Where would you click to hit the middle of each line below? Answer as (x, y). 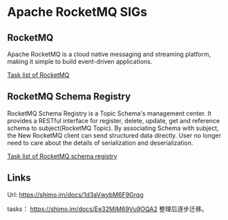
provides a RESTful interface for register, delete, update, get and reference (114, 120)
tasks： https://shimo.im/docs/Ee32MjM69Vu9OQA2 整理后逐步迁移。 (107, 209)
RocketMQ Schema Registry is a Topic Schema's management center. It (110, 113)
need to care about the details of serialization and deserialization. (100, 143)
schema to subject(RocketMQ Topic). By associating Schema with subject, (113, 128)
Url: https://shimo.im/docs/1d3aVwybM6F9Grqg (75, 194)
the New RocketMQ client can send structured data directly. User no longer (114, 135)
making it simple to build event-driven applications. (80, 62)
